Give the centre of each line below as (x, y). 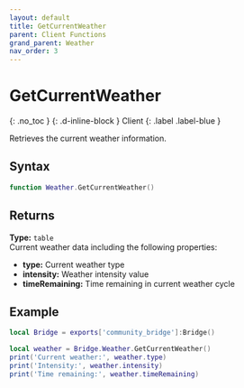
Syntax (30, 166)
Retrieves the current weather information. (88, 139)
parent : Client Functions (58, 34)
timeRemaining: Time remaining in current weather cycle (129, 283)
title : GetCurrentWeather (58, 26)
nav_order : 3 (34, 51)
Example (34, 312)
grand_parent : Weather (52, 43)
